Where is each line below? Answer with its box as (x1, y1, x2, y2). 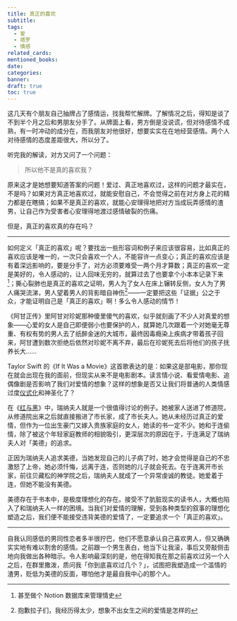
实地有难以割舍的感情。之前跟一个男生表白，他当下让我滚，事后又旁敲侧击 (13, 543, 230, 552)
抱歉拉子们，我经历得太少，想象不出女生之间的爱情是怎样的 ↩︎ (17, 606, 198, 615)
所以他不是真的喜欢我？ (24, 166, 93, 174)
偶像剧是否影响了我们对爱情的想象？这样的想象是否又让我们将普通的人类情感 (7, 380, 230, 388)
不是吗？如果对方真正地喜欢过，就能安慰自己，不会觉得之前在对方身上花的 (7, 190, 224, 198)
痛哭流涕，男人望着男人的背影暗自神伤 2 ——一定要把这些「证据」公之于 (13, 287, 221, 297)
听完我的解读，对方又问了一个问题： (7, 151, 113, 159)
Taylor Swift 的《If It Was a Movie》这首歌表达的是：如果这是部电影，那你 (7, 362, 222, 371)
